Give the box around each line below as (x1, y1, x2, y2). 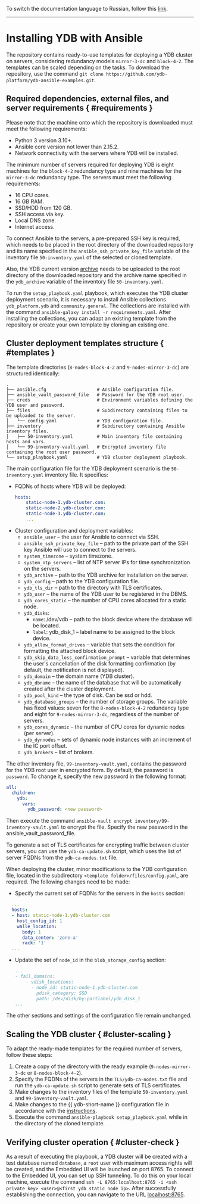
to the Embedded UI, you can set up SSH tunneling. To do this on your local (6, 1172, 191, 1179)
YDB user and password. (6, 402, 65, 408)
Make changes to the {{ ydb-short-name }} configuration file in (14, 1101, 170, 1108)
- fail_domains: (14, 973, 55, 979)
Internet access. (14, 223, 55, 230)
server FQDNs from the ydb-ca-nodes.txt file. (6, 854, 118, 861)
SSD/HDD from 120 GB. (14, 204, 73, 211)
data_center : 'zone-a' (21, 935, 79, 941)
